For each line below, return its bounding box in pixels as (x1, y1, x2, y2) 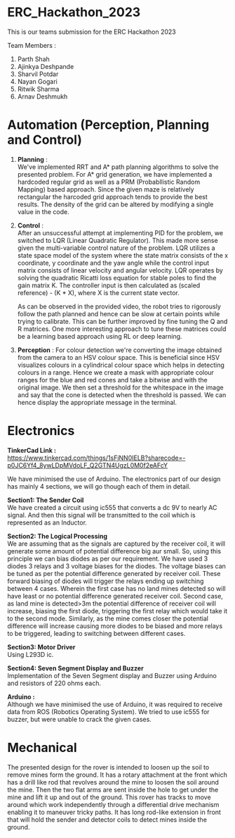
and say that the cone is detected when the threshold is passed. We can (17, 390, 227, 399)
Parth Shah (17, 54, 51, 63)
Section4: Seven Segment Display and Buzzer (7, 663, 144, 673)
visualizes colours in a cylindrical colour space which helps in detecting (17, 361, 224, 369)
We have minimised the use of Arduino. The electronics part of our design (7, 475, 221, 483)
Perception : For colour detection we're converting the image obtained (17, 346, 222, 354)
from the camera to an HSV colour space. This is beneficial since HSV (17, 353, 220, 361)
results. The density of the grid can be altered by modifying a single (17, 200, 214, 208)
